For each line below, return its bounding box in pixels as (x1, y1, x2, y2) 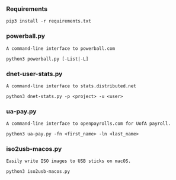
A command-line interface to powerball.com (6, 45, 116, 52)
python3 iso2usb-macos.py (6, 169, 70, 175)
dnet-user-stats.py (6, 70, 63, 78)
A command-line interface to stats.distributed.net (6, 83, 136, 89)
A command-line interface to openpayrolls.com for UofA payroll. (6, 121, 171, 127)
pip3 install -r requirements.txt (6, 18, 92, 24)
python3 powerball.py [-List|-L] (6, 56, 89, 62)
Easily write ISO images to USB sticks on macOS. (6, 158, 132, 165)
